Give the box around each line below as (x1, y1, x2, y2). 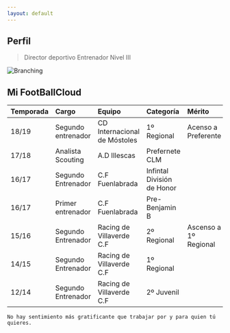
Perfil (7, 36, 31, 47)
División (146, 175, 172, 185)
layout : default (7, 10, 53, 17)
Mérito (187, 107, 209, 116)
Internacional (97, 127, 140, 137)
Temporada (10, 107, 49, 116)
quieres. (7, 319, 32, 327)
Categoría (146, 107, 179, 116)
